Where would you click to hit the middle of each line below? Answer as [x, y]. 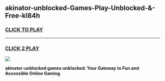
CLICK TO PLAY [24, 30]
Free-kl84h [23, 16]
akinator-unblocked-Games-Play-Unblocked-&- [80, 8]
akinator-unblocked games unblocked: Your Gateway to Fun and [72, 68]
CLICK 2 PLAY [22, 48]
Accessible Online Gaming [33, 73]
